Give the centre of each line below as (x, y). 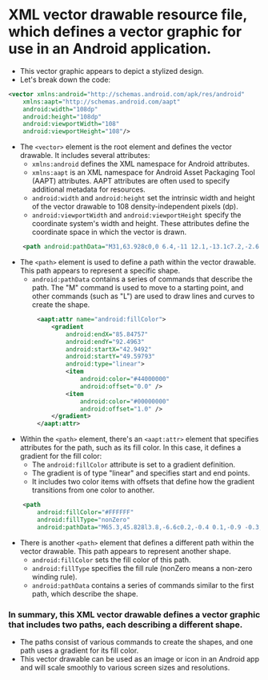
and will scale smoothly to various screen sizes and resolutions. (125, 667)
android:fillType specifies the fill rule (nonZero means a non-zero (142, 568)
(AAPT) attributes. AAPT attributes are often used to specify (131, 181)
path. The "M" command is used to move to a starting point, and (138, 288)
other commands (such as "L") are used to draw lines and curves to (143, 296)
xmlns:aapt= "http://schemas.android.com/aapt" (102, 102)
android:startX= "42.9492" (108, 349)
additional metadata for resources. (88, 189)
